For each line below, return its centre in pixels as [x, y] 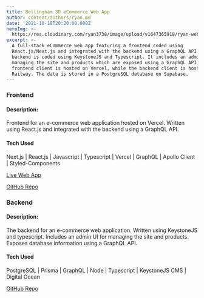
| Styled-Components [33, 163]
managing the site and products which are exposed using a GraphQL [99, 62]
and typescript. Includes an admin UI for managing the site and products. [98, 236]
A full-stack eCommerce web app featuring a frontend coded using [97, 46]
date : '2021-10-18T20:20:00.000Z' [50, 23]
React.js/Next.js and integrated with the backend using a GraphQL [99, 51]
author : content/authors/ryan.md [49, 18]
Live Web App [24, 175]
